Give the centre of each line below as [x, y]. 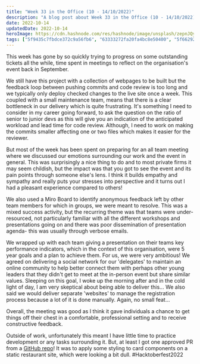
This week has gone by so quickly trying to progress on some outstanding [97, 56]
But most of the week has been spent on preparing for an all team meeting [97, 149]
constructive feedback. [35, 324]
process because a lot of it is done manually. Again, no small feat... [88, 300]
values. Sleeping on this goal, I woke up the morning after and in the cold [96, 281]
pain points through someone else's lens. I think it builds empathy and [92, 175]
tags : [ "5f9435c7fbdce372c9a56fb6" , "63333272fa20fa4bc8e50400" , [89, 39]
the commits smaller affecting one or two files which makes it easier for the [98, 131]
